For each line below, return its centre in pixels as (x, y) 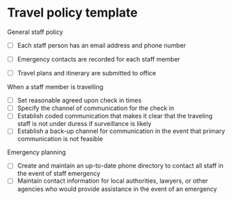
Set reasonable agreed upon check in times (79, 100)
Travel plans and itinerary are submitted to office (87, 73)
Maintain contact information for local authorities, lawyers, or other (113, 181)
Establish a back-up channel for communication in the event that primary (121, 131)
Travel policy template (72, 13)
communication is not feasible (60, 139)
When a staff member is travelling (55, 87)
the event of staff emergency (59, 174)
